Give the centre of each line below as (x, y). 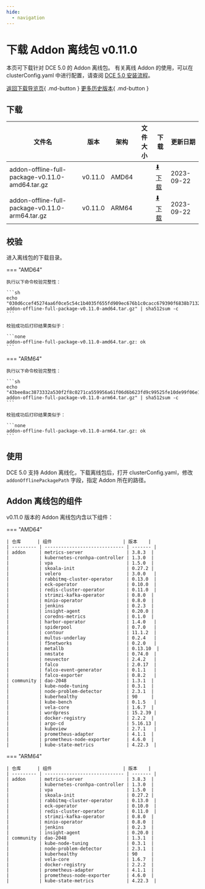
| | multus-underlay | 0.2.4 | (81, 638)
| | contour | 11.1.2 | (81, 632)
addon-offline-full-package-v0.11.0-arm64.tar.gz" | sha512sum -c (92, 398)
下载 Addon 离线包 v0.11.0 (72, 50)
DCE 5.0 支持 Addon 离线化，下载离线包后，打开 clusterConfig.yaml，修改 (100, 472)
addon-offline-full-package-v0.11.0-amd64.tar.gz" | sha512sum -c (92, 309)
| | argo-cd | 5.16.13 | (81, 723)
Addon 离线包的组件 (44, 501)
